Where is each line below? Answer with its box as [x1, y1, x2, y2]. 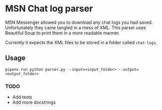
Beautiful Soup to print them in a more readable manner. [5, 30, 120, 36]
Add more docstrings [12, 100, 56, 106]
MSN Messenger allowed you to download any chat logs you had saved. [5, 19, 153, 25]
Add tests [12, 94, 32, 100]
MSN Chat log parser [5, 3, 93, 14]
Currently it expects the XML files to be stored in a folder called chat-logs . [5, 39, 158, 45]
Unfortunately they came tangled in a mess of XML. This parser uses [5, 24, 146, 30]
